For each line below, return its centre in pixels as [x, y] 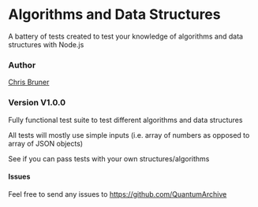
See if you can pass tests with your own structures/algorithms [109, 158]
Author [22, 65]
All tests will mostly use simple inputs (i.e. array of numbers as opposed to [129, 135]
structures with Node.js [46, 44]
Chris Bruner [29, 82]
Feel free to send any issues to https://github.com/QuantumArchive [118, 194]
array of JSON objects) [46, 143]
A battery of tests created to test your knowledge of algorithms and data [125, 36]
